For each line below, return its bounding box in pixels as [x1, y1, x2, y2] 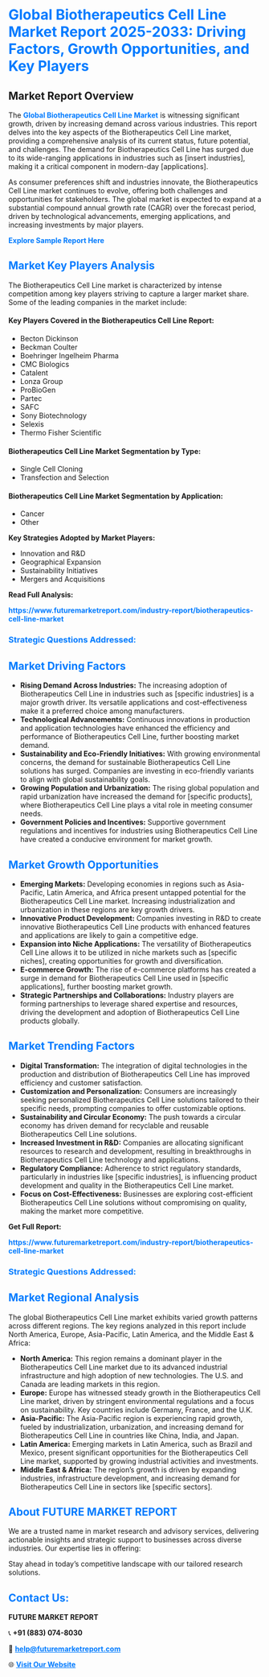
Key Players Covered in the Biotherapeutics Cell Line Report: [8, 316, 214, 325]
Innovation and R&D [19, 549, 86, 559]
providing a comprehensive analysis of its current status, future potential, [8, 136, 251, 146]
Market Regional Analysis [8, 1291, 140, 1305]
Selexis [19, 419, 44, 429]
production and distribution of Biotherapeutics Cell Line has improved [19, 1069, 251, 1079]
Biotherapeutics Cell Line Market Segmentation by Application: [8, 491, 223, 501]
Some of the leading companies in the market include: [8, 297, 187, 307]
